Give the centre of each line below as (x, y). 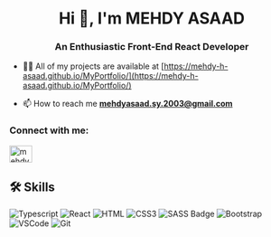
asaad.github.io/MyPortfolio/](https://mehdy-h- (110, 76)
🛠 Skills (33, 188)
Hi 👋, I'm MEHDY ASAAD (152, 19)
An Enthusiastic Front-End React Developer (152, 47)
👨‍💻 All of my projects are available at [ (93, 66)
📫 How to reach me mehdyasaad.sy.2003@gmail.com (127, 104)
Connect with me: (49, 130)
